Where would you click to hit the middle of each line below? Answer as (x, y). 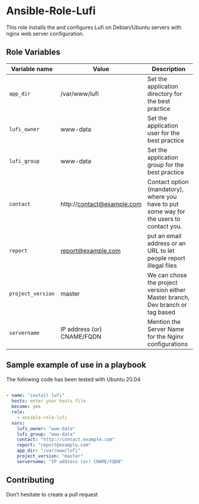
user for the (163, 133)
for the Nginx (166, 336)
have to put (163, 204)
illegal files (162, 265)
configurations (168, 344)
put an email (164, 236)
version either (166, 290)
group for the (166, 165)
